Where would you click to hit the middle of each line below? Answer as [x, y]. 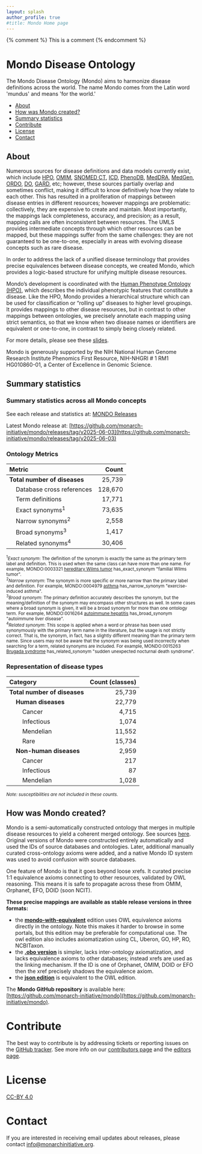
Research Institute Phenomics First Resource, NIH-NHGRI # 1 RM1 [87, 358]
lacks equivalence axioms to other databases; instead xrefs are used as [103, 958]
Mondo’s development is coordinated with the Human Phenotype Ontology [99, 284]
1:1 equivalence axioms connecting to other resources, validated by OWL [96, 878]
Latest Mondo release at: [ [39, 426]
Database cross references [54, 489]
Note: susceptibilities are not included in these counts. [62, 795]
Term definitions [39, 499]
